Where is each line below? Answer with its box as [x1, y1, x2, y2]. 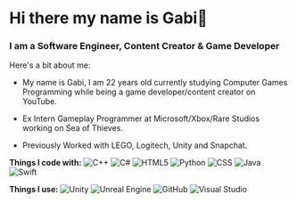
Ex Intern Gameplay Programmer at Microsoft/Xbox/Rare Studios [21, 113, 260, 124]
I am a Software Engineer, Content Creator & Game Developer [9, 40, 280, 53]
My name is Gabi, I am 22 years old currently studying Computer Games [21, 77, 288, 88]
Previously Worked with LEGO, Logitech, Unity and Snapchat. [21, 140, 248, 150]
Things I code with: [9, 158, 82, 168]
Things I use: [9, 184, 59, 195]
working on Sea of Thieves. [21, 123, 123, 134]
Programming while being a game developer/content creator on [21, 86, 256, 97]
